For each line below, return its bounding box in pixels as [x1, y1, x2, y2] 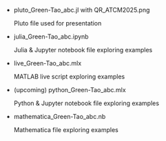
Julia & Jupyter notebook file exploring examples [13, 46, 153, 54]
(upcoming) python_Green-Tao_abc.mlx [13, 86, 126, 94]
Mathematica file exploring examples [13, 126, 118, 133]
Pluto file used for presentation [13, 19, 102, 27]
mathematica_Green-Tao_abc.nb [13, 113, 106, 120]
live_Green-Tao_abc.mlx [13, 59, 82, 67]
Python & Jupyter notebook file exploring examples [13, 99, 160, 107]
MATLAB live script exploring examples [13, 72, 125, 80]
